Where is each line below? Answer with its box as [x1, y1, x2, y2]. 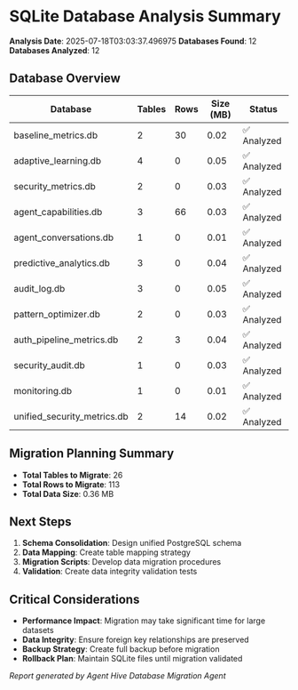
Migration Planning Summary [9, 446, 175, 461]
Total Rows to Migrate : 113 [21, 478, 121, 490]
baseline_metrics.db [13, 129, 98, 141]
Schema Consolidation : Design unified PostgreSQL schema [21, 538, 242, 549]
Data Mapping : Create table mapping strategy [21, 547, 191, 558]
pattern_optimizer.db [13, 308, 100, 320]
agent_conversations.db [13, 231, 114, 244]
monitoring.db [13, 384, 73, 397]
